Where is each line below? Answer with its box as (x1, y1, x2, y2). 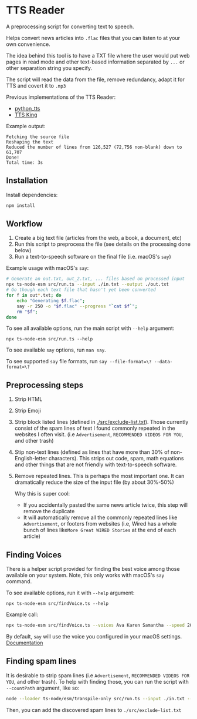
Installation (6, 176, 48, 186)
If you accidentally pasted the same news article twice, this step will (23, 501, 188, 509)
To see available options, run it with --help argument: (6, 589, 135, 597)
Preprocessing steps (6, 380, 84, 390)
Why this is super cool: (14, 490, 70, 497)
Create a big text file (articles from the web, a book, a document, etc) (14, 235, 182, 242)
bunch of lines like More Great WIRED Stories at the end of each (23, 527, 176, 534)
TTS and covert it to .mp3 (6, 82, 66, 89)
